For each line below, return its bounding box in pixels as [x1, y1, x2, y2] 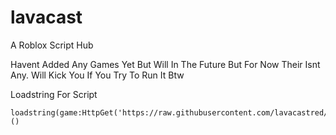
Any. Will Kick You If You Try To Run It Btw [10, 69, 185, 81]
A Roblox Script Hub [10, 39, 94, 51]
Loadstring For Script [10, 88, 98, 100]
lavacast [10, 6, 83, 29]
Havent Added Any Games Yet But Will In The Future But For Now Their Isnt [10, 58, 321, 70]
